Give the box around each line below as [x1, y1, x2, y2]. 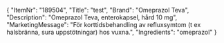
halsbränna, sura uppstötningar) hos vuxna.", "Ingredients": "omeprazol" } [6, 28, 217, 36]
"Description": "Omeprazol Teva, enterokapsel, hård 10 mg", [6, 13, 178, 21]
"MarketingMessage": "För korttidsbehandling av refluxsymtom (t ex [6, 21, 201, 28]
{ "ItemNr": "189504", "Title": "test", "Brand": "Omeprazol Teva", [6, 6, 189, 14]
